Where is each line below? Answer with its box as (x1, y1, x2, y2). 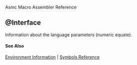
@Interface (5, 18, 41, 27)
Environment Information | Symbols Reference (5, 54, 100, 60)
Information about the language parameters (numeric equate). (5, 32, 133, 38)
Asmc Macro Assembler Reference (5, 4, 77, 10)
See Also (5, 43, 24, 49)
